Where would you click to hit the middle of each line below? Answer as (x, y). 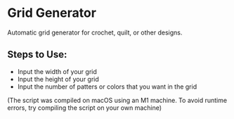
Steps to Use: (37, 55)
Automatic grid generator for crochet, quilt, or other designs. (95, 32)
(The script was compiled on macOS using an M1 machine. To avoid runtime (117, 100)
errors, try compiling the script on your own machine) (85, 108)
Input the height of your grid (58, 79)
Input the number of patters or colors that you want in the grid (107, 87)
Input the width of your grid (57, 71)
